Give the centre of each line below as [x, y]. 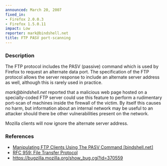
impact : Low [18, 29]
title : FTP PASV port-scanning [38, 38]
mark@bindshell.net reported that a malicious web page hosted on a [76, 92]
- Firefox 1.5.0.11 [26, 24]
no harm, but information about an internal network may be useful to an [79, 108]
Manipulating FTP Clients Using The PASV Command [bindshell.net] [83, 147]
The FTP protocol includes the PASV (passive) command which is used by [82, 66]
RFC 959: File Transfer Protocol [45, 153]
